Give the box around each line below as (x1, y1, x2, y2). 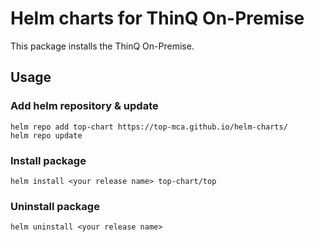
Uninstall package (10, 199, 100, 213)
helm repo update (10, 130, 83, 141)
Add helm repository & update (10, 99, 159, 113)
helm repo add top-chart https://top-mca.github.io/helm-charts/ (10, 122, 288, 132)
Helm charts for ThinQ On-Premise (10, 7, 305, 30)
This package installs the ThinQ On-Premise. (10, 40, 195, 52)
